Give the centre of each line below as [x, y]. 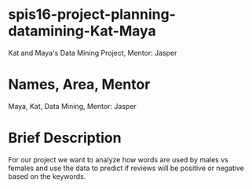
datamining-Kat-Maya [82, 31]
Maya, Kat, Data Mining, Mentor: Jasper [73, 106]
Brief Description [65, 138]
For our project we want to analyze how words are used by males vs [119, 159]
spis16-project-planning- [92, 15]
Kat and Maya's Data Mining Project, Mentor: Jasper [93, 53]
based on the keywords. [47, 176]
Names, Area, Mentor [79, 85]
